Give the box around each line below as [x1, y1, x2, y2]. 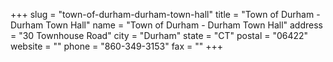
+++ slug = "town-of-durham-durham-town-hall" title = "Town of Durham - [10, 9, 321, 20]
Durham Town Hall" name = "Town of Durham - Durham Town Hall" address [10, 19, 323, 31]
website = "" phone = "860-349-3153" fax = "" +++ [10, 40, 224, 52]
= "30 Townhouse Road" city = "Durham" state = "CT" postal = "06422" [10, 30, 309, 41]
